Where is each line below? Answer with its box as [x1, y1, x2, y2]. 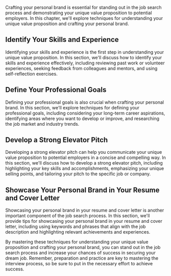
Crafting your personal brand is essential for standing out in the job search [5, 5, 162, 10]
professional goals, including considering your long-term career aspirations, [5, 110, 165, 116]
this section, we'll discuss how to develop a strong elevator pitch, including [5, 160, 163, 166]
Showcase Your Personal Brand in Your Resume [5, 186, 160, 194]
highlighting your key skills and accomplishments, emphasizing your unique [5, 166, 164, 172]
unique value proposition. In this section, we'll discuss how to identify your [5, 54, 162, 60]
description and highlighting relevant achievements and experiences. [5, 229, 151, 235]
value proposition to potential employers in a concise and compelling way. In [5, 154, 166, 160]
